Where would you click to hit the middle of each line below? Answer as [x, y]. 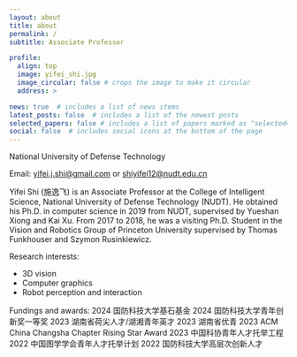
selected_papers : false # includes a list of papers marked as [128, 123]
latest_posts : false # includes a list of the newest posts [124, 115]
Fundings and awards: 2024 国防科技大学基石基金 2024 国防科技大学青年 [143, 311]
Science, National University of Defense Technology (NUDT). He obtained [144, 202]
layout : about [35, 17]
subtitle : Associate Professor [67, 42]
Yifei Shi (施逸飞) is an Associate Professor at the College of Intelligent [137, 192]
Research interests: [44, 256]
